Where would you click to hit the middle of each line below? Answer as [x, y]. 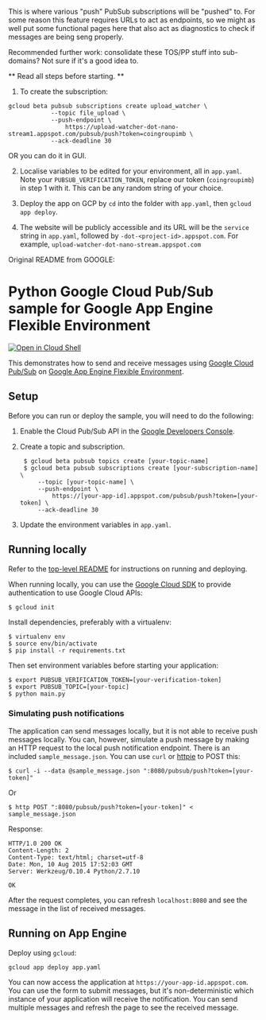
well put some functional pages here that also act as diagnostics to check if [132, 28]
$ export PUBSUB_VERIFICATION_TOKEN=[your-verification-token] [115, 679]
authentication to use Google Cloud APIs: [75, 593]
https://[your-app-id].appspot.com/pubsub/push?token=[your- [155, 496]
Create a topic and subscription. [72, 446]
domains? [24, 60]
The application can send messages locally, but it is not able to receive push [133, 730]
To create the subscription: [64, 91]
